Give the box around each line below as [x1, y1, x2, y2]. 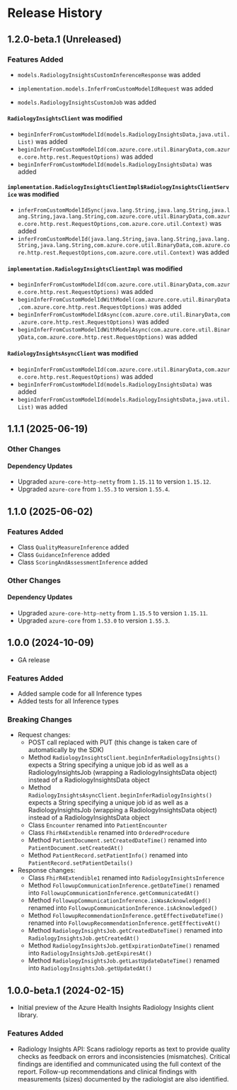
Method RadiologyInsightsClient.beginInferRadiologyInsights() [28, 753, 221, 762]
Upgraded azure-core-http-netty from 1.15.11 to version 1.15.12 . [17, 477, 212, 486]
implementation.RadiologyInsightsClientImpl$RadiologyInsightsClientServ [7, 183, 230, 191]
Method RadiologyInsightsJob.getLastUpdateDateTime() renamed [28, 956, 220, 965]
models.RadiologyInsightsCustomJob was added [17, 98, 157, 106]
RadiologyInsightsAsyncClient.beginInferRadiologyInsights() [28, 792, 212, 800]
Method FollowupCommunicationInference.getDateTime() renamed [28, 881, 220, 890]
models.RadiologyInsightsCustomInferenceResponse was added [17, 70, 201, 79]
